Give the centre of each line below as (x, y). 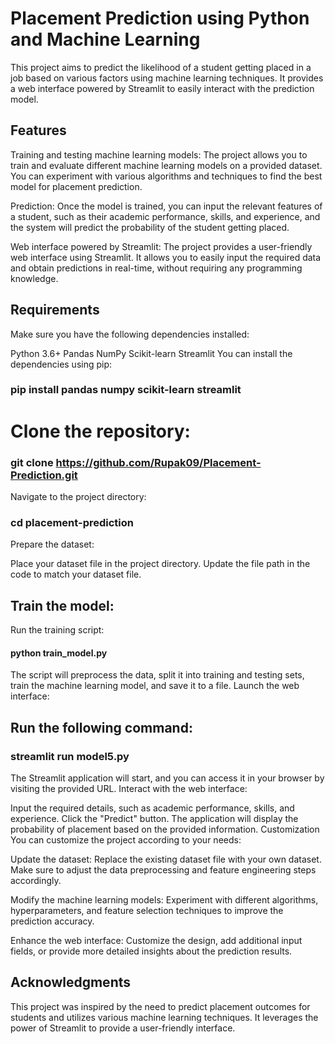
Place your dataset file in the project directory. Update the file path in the (160, 564)
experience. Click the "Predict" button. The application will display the (154, 818)
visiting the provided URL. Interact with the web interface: (129, 788)
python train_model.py (59, 653)
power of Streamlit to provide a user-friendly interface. (123, 1028)
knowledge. (34, 278)
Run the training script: (57, 630)
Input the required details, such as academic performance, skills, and (152, 808)
